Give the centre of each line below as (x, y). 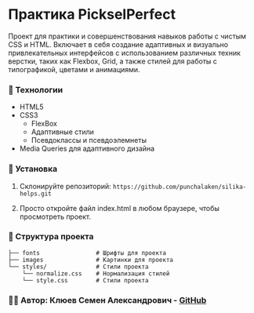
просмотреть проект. (55, 217)
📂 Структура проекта (51, 237)
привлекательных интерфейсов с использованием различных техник (125, 53)
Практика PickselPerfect (92, 15)
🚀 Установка (33, 169)
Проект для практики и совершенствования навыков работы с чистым (127, 36)
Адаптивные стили (62, 132)
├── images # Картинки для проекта (91, 260)
